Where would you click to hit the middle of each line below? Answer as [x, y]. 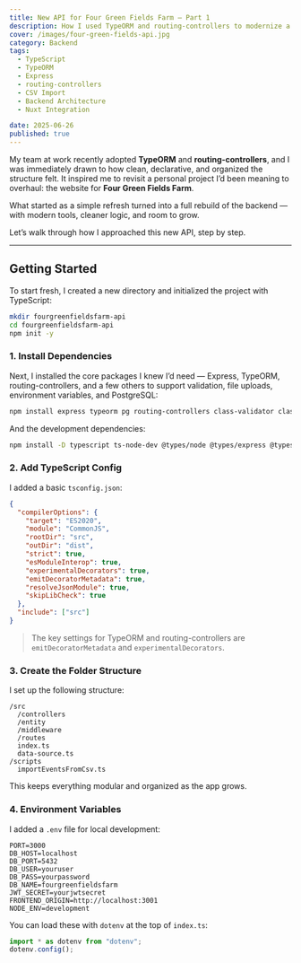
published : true [39, 134]
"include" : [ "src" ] [54, 613]
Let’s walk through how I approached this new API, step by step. [128, 232]
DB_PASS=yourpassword [50, 877]
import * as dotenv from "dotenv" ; [76, 941]
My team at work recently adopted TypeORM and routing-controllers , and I [150, 159]
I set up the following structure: [67, 690]
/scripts [26, 762]
